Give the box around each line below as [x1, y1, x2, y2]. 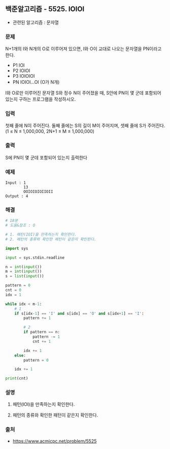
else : [14, 352, 26, 358]
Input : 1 [5, 180, 26, 185]
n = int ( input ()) [5, 264, 42, 269]
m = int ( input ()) [5, 269, 42, 274]
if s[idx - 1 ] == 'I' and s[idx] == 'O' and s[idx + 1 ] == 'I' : [14, 311, 144, 316]
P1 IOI [12, 62, 25, 69]
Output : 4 [5, 194, 28, 199]
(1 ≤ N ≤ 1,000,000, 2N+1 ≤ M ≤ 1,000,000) [5, 129, 95, 135]
